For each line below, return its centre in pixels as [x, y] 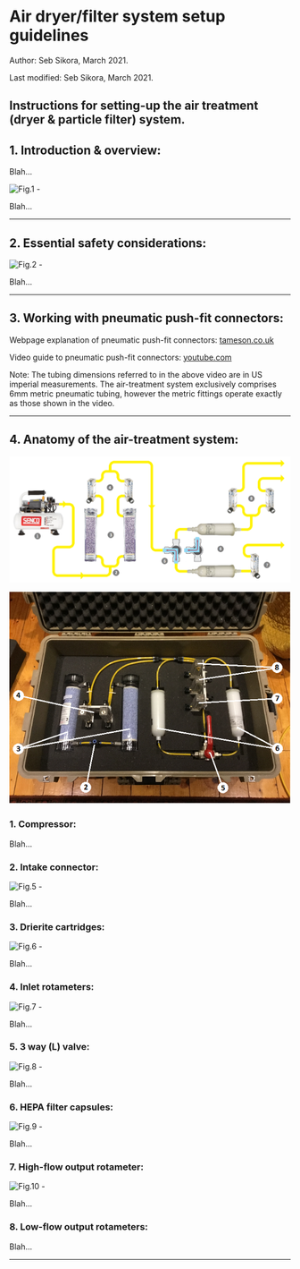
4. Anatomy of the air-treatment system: [124, 440]
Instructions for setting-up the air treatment [134, 106]
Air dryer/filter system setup [117, 17]
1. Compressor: [43, 824]
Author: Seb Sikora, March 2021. [69, 60]
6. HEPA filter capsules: [62, 1107]
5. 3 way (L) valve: [50, 1047]
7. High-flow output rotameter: [77, 1167]
